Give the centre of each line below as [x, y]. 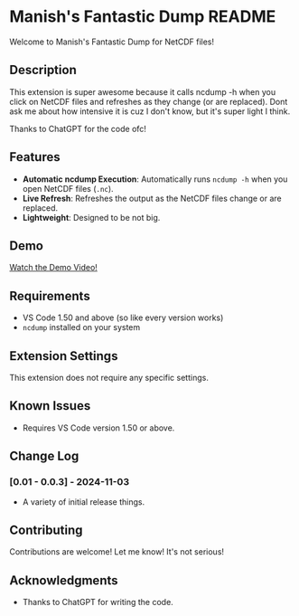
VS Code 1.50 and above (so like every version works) [123, 317]
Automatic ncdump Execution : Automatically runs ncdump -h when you [155, 179]
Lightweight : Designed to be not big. [91, 217]
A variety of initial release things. [84, 502]
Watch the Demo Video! [53, 268]
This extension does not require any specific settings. [109, 378]
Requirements [50, 296]
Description [43, 70]
